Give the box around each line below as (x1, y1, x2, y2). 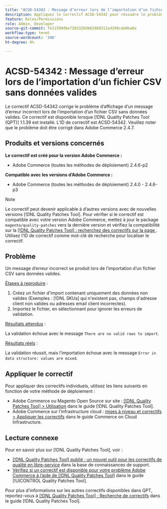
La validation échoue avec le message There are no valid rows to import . (5, 330, 160, 337)
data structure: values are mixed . (5, 355, 78, 361)
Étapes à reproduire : (5, 280, 48, 286)
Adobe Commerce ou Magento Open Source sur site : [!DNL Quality (12, 398, 152, 404)
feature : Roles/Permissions (5, 16, 64, 21)
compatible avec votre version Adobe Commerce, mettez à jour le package (5, 217, 159, 223)
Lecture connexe (5, 434, 59, 442)
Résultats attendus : (5, 321, 46, 327)
